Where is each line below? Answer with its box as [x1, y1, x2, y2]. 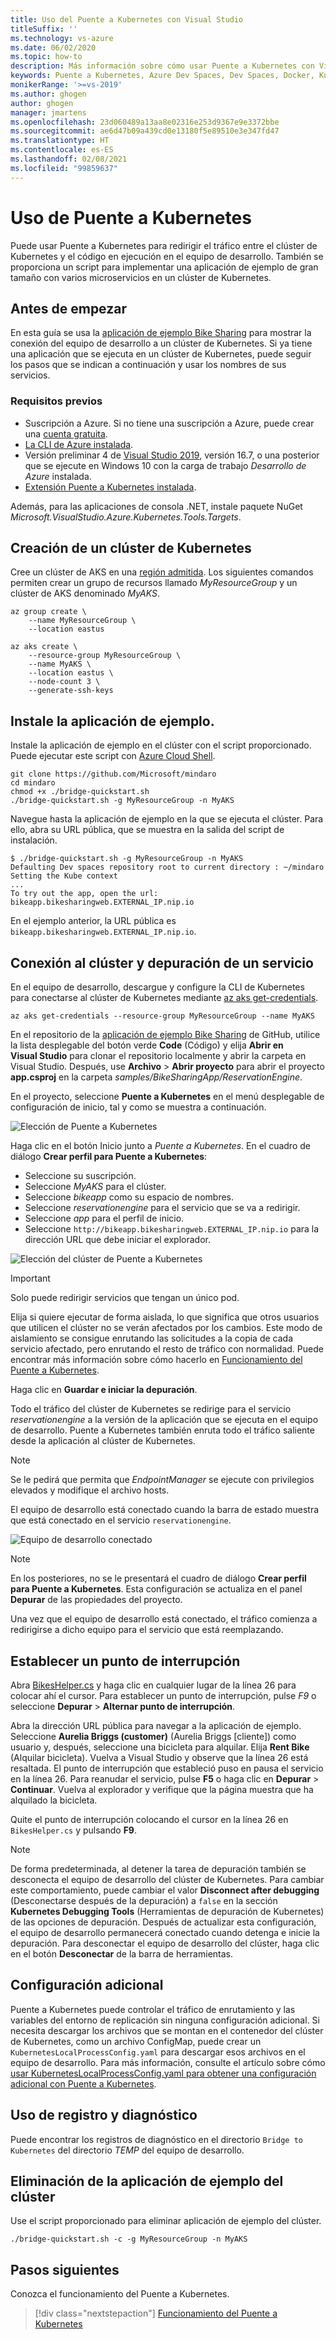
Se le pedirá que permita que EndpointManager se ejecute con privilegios [10, 1474, 315, 1486]
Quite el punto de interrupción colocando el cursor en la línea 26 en [10, 1813, 289, 1825]
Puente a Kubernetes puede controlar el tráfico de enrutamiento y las [10, 2003, 296, 2015]
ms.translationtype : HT [10, 136, 110, 146]
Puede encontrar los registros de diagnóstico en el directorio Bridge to [10, 2133, 303, 2145]
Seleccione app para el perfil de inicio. [24, 1212, 185, 1225]
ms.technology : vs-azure [10, 33, 114, 43]
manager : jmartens [10, 107, 87, 118]
